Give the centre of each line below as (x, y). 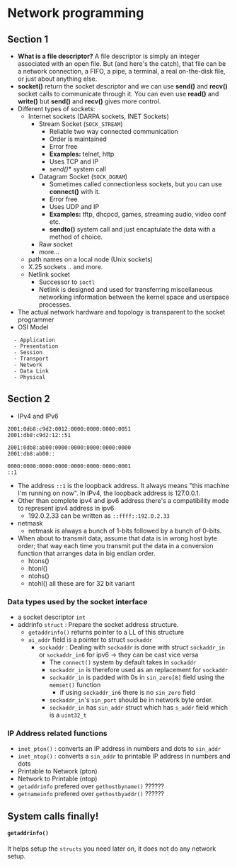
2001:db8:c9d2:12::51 (39, 435)
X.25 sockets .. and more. (65, 267)
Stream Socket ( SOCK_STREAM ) (81, 124)
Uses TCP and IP (74, 161)
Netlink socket (49, 274)
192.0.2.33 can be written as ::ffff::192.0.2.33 (99, 516)
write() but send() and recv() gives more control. (89, 101)
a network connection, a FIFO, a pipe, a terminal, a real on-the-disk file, (121, 71)
